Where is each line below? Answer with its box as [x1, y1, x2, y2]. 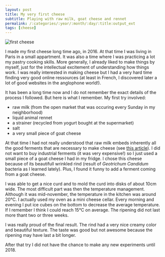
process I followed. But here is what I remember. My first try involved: [5, 95, 146, 101]
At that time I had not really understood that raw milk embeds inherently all [5, 140, 157, 146]
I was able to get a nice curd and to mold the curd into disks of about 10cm [5, 181, 157, 187]
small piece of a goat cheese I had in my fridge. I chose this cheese [5, 156, 142, 161]
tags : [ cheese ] [5, 26, 36, 31]
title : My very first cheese [5, 12, 65, 17]
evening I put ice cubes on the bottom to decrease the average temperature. [5, 202, 160, 208]
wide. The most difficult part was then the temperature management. [5, 186, 145, 192]
